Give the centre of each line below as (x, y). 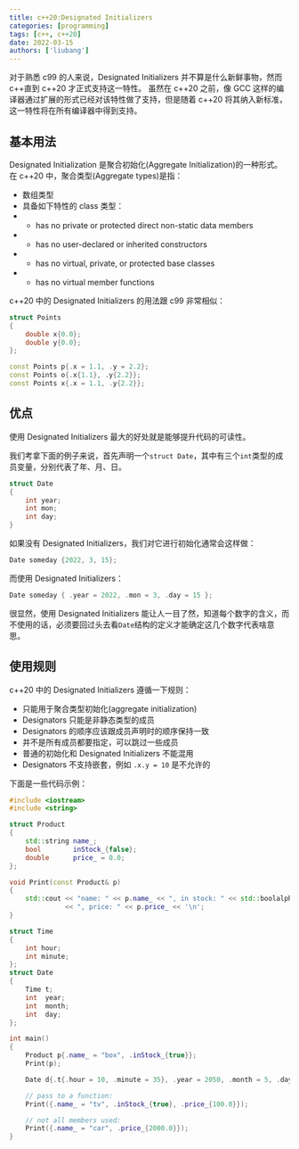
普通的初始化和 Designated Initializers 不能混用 (108, 753)
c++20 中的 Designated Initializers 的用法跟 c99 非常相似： (117, 301)
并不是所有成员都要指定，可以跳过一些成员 (100, 742)
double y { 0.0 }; (53, 343)
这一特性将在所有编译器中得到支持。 (76, 111)
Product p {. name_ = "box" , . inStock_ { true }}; (111, 1055)
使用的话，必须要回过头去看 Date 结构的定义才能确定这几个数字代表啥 (141, 624)
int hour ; (44, 948)
